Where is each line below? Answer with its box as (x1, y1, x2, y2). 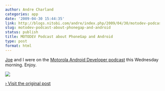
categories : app (5, 12, 38, 17)
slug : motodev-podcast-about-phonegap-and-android (5, 25, 111, 30)
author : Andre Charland (5, 7, 54, 12)
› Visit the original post (5, 80, 51, 86)
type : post (5, 39, 27, 44)
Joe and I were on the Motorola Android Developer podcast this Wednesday (5, 56, 159, 62)
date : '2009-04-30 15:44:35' (5, 16, 65, 21)
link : (5, 20, 16, 26)
